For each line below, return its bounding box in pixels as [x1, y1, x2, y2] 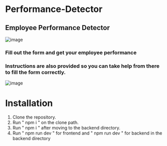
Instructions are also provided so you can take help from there [5, 62, 159, 69]
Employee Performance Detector [5, 23, 110, 32]
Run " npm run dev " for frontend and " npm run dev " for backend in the [12, 130, 162, 136]
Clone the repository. [12, 114, 56, 120]
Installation [5, 97, 53, 109]
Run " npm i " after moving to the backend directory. [12, 125, 120, 131]
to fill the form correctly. [5, 68, 66, 75]
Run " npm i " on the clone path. [12, 119, 79, 125]
